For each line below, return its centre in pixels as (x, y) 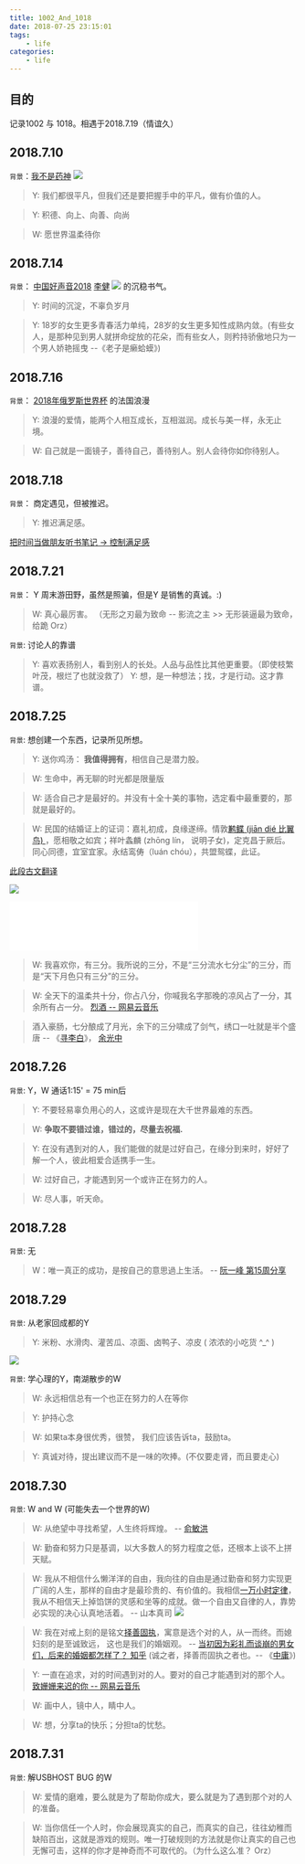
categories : (32, 52)
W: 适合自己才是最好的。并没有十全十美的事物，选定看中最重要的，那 (162, 798)
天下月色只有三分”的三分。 (94, 976)
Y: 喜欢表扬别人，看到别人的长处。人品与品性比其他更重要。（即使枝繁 (163, 664)
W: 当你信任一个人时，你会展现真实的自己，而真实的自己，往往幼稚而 (162, 1827)
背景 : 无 (23, 1251)
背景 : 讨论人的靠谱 (42, 644)
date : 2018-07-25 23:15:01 (61, 26)
